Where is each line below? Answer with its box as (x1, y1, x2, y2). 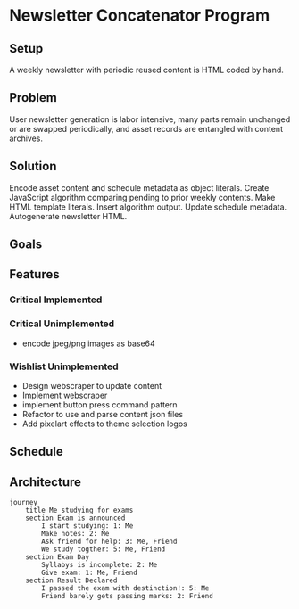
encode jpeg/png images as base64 (21, 338, 156, 349)
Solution (9, 159, 57, 174)
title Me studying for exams (25, 506, 134, 515)
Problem (9, 90, 58, 105)
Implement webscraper (21, 390, 108, 400)
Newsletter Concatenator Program (9, 5, 270, 26)
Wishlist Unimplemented (9, 360, 119, 373)
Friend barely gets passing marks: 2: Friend (41, 592, 214, 601)
